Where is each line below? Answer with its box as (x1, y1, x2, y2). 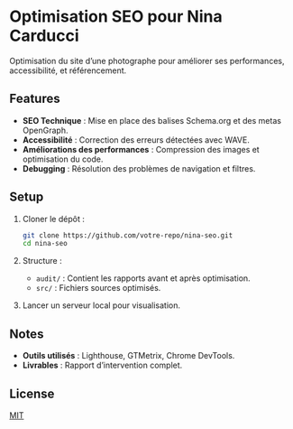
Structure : (22, 256, 62, 266)
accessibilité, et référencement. (9, 65, 127, 76)
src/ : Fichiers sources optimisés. (35, 283, 161, 294)
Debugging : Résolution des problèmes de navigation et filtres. (22, 163, 256, 173)
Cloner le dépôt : (22, 213, 86, 224)
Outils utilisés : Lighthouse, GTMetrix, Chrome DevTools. (22, 350, 235, 361)
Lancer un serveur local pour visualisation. (22, 300, 181, 311)
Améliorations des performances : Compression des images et (22, 144, 260, 154)
